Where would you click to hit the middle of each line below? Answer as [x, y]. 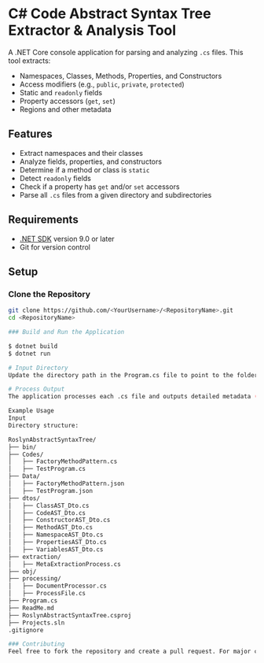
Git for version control [55, 247]
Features [30, 134]
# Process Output [37, 389]
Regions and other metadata [65, 109]
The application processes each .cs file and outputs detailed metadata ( [133, 397]
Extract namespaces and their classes [81, 153]
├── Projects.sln [37, 623]
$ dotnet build [33, 346]
